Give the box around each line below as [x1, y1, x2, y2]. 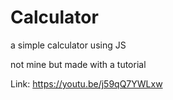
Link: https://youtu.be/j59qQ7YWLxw [10, 77, 163, 90]
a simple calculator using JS [10, 39, 127, 51]
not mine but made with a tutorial [10, 58, 147, 70]
